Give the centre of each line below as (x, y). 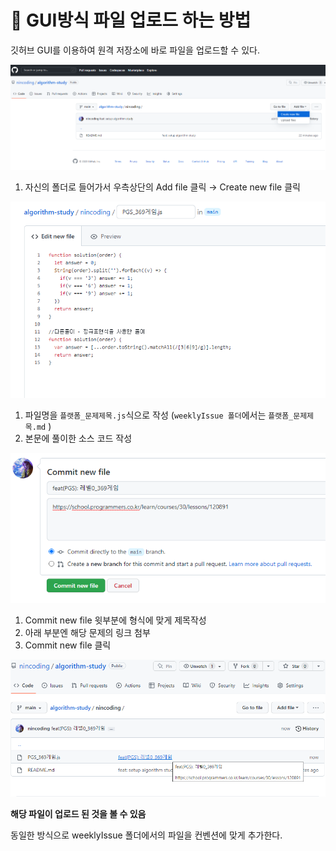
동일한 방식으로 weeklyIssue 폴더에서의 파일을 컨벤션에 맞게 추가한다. (146, 835)
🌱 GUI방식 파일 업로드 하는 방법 (131, 20)
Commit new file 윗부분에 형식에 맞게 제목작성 (115, 620)
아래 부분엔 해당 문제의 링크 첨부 (87, 633)
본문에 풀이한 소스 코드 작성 (78, 438)
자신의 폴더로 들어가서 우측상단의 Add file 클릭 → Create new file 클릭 (162, 187)
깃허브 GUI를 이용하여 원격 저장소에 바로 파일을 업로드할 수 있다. (135, 50)
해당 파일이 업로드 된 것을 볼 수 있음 (78, 813)
